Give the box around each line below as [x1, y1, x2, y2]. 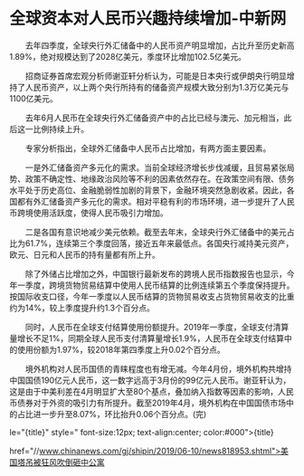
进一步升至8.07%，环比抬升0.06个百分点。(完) [33, 408, 207, 419]
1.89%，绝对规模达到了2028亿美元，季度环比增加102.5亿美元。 [9, 51, 247, 62]
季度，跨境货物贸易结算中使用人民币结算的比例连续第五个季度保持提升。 [24, 280, 295, 290]
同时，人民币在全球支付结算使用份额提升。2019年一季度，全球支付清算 [24, 321, 290, 332]
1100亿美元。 [9, 92, 59, 104]
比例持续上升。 [33, 123, 89, 134]
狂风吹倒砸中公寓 [40, 456, 105, 467]
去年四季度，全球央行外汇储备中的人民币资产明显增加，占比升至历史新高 [24, 40, 295, 51]
